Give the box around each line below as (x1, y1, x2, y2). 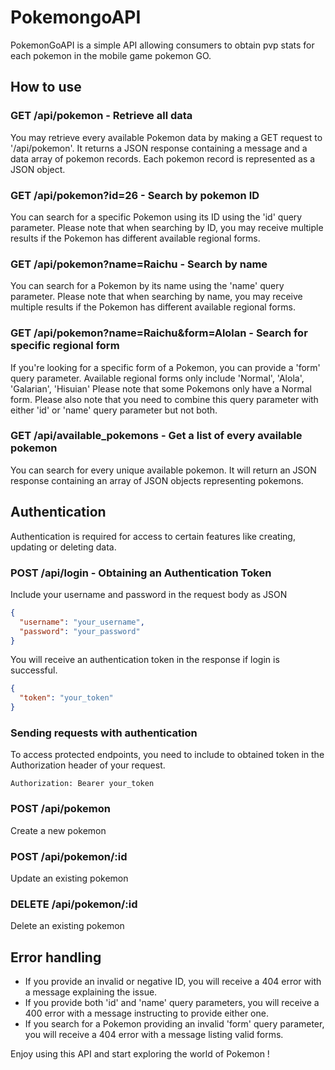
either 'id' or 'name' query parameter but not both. (10, 404, 218, 416)
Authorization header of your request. (10, 759, 166, 771)
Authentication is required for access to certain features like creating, (10, 530, 296, 542)
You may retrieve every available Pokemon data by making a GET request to (10, 131, 323, 143)
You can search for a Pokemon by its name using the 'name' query (10, 280, 285, 292)
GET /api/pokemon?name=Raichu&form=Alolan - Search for (10, 326, 308, 340)
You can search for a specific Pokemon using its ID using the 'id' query (10, 211, 303, 223)
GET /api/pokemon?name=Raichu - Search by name (10, 257, 268, 271)
